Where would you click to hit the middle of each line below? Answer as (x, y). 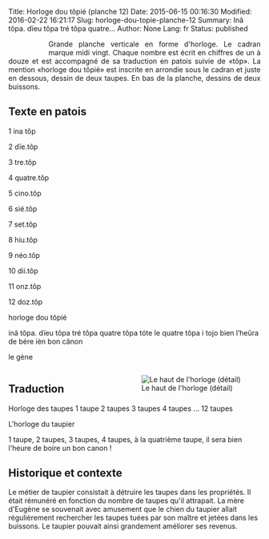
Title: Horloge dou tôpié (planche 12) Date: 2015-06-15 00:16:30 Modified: (130, 12)
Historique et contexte (65, 473)
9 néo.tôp (24, 255)
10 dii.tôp (23, 271)
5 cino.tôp (25, 193)
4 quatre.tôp (29, 177)
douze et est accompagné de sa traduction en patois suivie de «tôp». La (134, 61)
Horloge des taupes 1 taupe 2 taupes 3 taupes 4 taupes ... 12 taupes (121, 408)
